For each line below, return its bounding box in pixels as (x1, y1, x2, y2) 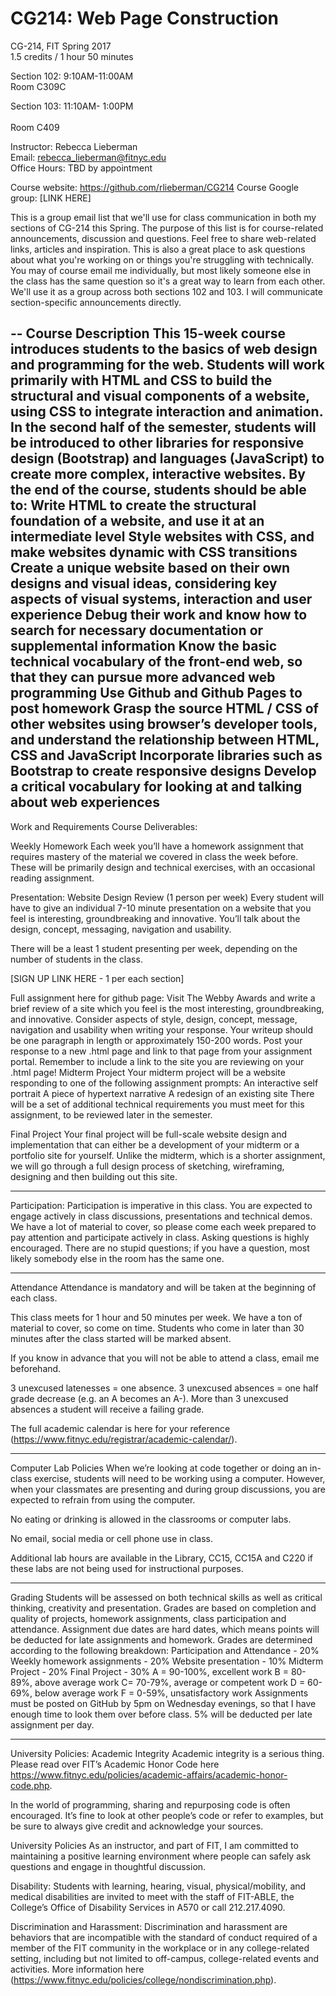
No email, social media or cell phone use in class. (10, 1532, 213, 1544)
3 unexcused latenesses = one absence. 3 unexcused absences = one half (10, 1382, 319, 1394)
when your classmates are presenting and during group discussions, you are (10, 1483, 327, 1495)
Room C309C (10, 80, 67, 92)
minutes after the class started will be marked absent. (10, 1332, 232, 1344)
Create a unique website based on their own (10, 560, 291, 577)
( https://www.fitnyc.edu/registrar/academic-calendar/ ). (10, 1433, 238, 1445)
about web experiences (10, 794, 160, 811)
